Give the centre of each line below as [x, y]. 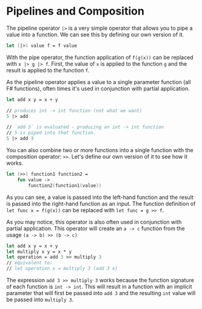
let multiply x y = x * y [39, 252]
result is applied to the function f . [48, 70]
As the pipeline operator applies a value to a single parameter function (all [99, 82]
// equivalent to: [29, 263]
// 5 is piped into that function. [51, 133]
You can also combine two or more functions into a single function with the [100, 150]
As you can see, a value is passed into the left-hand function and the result [100, 197]
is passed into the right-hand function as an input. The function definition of [101, 203]
